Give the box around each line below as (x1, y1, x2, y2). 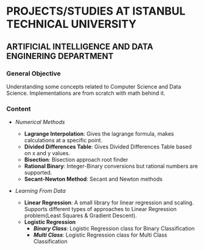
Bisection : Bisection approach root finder (24, 156, 128, 164)
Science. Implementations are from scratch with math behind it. (6, 89, 166, 97)
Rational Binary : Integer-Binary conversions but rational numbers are (24, 162, 198, 170)
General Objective (6, 69, 61, 77)
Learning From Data (15, 187, 66, 195)
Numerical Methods (15, 119, 65, 126)
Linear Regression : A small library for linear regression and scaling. (24, 199, 194, 206)
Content (6, 105, 32, 113)
